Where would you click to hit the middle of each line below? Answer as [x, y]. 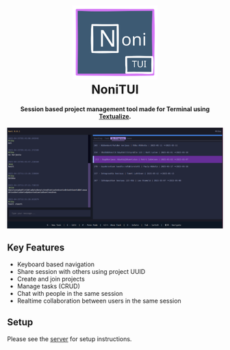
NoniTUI [115, 90]
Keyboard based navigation [55, 264]
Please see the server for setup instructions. [69, 339]
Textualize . [115, 116]
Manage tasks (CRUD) [49, 286]
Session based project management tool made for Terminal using [115, 109]
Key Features [36, 248]
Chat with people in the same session [70, 293]
